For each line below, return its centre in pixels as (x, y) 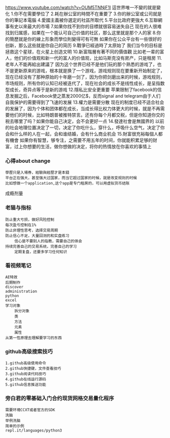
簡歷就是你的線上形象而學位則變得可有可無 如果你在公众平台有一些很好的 (86, 39)
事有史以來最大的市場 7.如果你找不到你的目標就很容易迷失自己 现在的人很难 (83, 26)
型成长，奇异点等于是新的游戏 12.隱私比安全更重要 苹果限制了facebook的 (81, 90)
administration (21, 291)
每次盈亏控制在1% (21, 225)
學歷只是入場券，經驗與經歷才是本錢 (37, 173)
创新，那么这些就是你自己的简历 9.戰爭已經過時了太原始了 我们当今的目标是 (84, 45)
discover (14, 287)
